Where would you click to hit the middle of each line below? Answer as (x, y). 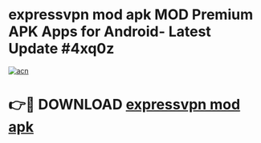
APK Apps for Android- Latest (110, 32)
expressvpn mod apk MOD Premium (131, 15)
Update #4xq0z (61, 49)
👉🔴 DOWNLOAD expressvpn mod (124, 105)
